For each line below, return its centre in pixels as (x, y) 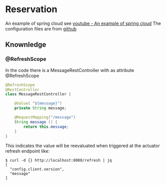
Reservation (31, 9)
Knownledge (26, 45)
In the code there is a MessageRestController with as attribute (70, 70)
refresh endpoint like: (27, 151)
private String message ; (40, 108)
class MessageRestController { (38, 94)
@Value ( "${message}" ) (38, 103)
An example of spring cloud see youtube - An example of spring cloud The (83, 23)
